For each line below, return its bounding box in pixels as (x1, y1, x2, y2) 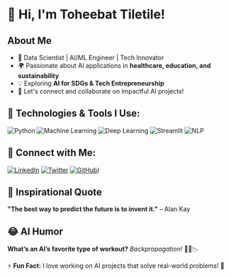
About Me (7, 35, 52, 47)
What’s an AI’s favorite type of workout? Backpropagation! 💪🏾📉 (7, 244, 199, 254)
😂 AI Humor (7, 225, 64, 237)
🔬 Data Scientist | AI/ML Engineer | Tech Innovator (17, 53, 164, 62)
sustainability (17, 72, 60, 80)
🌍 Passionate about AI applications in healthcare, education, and (17, 62, 211, 69)
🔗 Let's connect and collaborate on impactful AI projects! (17, 87, 184, 95)
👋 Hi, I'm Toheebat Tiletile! (7, 6, 165, 23)
